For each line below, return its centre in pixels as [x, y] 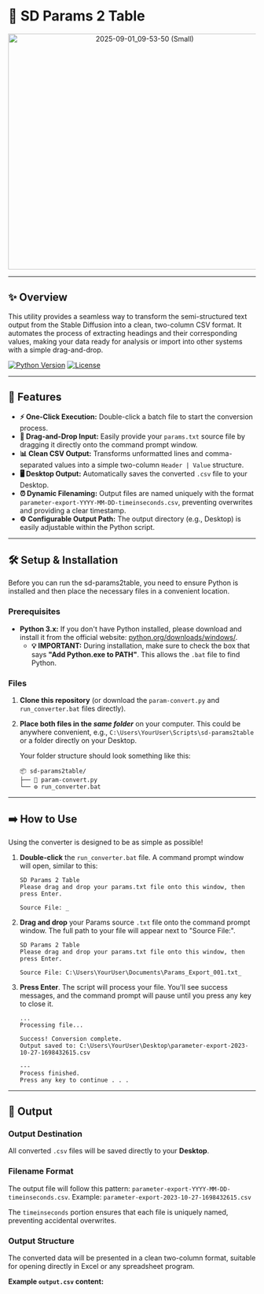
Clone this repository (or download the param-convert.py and [119, 700]
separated [36, 465]
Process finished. [49, 1073]
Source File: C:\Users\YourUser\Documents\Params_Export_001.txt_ [130, 972]
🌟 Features [35, 397]
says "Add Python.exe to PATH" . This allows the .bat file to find [136, 654]
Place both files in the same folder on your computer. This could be [130, 723]
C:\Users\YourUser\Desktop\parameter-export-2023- [164, 1046]
